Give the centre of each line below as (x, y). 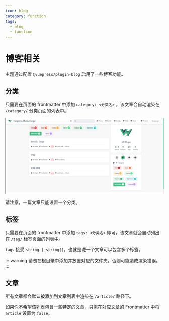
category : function (26, 16)
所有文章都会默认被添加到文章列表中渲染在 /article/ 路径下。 (70, 296)
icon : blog (17, 11)
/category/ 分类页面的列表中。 (37, 110)
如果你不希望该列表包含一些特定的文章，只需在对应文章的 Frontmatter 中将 (82, 307)
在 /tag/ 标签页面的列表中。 (34, 239)
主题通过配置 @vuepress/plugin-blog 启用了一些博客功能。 (65, 74)
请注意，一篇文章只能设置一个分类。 (43, 202)
